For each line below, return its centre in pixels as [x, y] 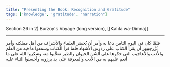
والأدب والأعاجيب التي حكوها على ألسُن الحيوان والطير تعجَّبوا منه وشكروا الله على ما [84, 53]
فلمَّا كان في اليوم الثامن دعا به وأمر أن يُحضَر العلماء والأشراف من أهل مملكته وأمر [83, 43]
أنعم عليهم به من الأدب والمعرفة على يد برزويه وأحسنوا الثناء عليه [67, 59]
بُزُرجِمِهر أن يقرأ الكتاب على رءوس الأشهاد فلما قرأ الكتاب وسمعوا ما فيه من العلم [82, 48]
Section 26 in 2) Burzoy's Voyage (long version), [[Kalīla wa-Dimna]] [77, 28]
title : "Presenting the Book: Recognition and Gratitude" [68, 10]
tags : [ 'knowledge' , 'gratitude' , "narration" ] [57, 14]
